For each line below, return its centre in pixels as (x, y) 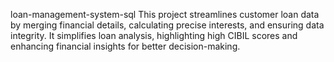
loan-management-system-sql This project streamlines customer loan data (165, 14)
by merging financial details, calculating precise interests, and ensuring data (167, 25)
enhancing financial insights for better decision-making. (125, 46)
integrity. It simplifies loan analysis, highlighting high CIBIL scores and (154, 35)
